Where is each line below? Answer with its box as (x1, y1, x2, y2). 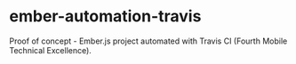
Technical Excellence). (9, 44, 92, 55)
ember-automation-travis (9, 6, 202, 27)
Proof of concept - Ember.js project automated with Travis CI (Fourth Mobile (9, 36, 288, 46)
